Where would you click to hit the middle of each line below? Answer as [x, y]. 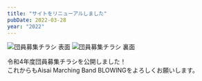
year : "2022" [26, 26]
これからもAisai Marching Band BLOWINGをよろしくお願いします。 [103, 71]
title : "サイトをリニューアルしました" [57, 13]
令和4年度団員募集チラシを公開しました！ [67, 62]
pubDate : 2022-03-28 [37, 20]
